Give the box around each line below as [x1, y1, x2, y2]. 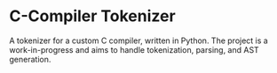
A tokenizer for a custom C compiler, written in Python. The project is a [9, 35, 268, 46]
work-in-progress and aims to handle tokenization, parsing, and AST [9, 44, 259, 55]
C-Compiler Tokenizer [9, 6, 176, 26]
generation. [9, 54, 51, 64]
